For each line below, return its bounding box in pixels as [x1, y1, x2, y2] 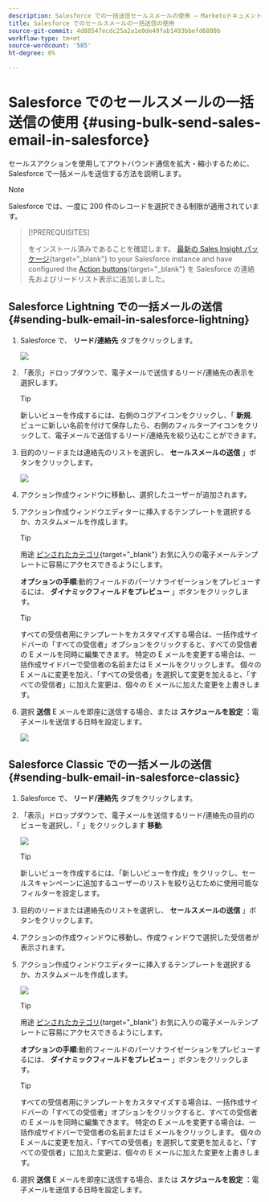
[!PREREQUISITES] [27, 227, 90, 237]
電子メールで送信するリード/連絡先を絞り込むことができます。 [55, 430, 261, 440]
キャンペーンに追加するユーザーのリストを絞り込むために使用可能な [34, 878, 259, 888]
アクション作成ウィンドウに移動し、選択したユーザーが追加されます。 [19, 490, 251, 499]
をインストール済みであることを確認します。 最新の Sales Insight [27, 244, 243, 253]
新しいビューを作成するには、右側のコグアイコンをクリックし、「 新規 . [19, 410, 253, 420]
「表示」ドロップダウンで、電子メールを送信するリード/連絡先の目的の [19, 810, 255, 820]
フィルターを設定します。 [19, 888, 104, 897]
